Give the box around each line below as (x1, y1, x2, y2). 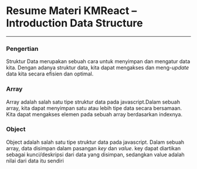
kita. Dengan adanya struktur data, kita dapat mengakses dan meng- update (6, 64, 189, 71)
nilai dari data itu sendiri (6, 157, 64, 164)
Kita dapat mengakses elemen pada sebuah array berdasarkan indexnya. (6, 111, 183, 118)
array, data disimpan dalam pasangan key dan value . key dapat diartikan (6, 144, 181, 151)
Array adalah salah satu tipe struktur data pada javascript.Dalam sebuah (6, 98, 181, 105)
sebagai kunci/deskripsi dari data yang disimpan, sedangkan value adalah (6, 151, 185, 158)
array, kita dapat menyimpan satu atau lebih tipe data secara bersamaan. (6, 104, 182, 112)
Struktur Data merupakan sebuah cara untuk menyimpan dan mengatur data (6, 58, 191, 65)
